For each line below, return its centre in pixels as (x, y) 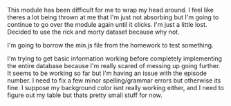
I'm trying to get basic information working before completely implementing (115, 59)
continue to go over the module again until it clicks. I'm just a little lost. (107, 24)
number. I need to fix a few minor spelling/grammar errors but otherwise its (114, 81)
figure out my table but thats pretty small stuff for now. (85, 95)
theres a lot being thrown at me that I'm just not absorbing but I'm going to (113, 17)
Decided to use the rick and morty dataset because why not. (93, 32)
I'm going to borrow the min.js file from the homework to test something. (110, 45)
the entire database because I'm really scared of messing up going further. (114, 66)
